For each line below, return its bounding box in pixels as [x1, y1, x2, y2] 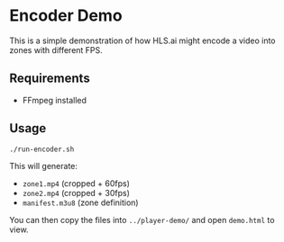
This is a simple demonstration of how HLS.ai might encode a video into [9, 35, 277, 46]
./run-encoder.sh [9, 145, 75, 154]
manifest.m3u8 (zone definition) [22, 197, 139, 208]
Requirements [9, 71, 90, 86]
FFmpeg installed [22, 94, 87, 105]
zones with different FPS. [9, 44, 104, 55]
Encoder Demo [9, 5, 124, 26]
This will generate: [9, 161, 78, 172]
